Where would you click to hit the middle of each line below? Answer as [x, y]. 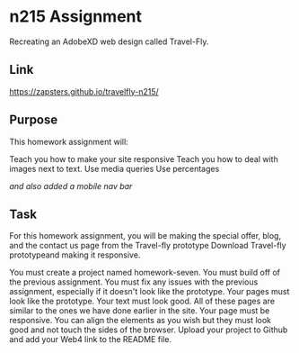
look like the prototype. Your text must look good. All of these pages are [142, 301]
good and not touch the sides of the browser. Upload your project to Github [149, 330]
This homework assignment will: [69, 141]
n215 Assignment [75, 17]
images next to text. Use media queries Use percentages [114, 168]
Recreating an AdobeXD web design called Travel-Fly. [109, 41]
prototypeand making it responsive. [75, 255]
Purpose [34, 120]
